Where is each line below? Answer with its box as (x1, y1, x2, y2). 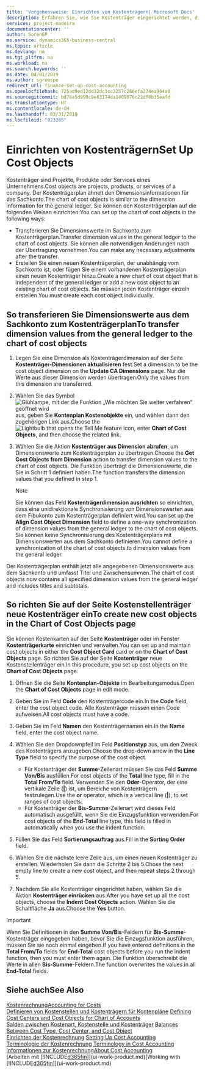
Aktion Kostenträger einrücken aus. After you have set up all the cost (15, 892, 190, 899)
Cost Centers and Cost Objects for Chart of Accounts (6, 1014, 140, 1021)
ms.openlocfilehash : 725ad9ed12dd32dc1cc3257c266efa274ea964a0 (6, 89, 171, 95)
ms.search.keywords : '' (6, 65, 67, 72)
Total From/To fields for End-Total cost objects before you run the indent (6, 947, 190, 955)
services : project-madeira (6, 20, 75, 26)
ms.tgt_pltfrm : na (6, 54, 53, 60)
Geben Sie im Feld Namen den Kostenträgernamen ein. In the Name (15, 722, 185, 729)
